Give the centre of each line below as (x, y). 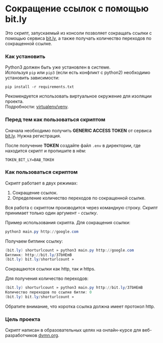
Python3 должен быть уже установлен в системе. (58, 67)
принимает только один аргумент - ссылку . (52, 213)
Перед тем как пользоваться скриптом (55, 120)
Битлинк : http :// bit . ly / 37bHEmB (38, 255)
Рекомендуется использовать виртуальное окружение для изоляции (79, 96)
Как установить (25, 56)
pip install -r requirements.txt (40, 87)
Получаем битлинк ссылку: (34, 241)
